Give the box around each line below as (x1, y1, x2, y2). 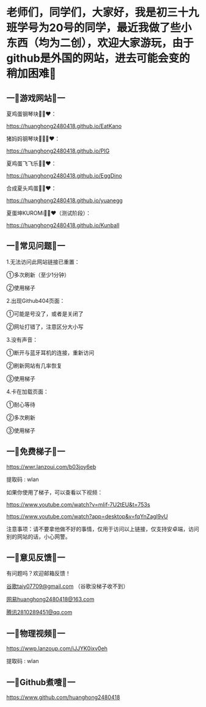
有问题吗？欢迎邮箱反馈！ (6, 570, 71, 577)
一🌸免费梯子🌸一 (6, 446, 65, 457)
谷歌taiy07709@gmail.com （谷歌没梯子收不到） (6, 582, 129, 590)
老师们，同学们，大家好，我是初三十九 (6, 5, 200, 20)
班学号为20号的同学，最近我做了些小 (6, 21, 192, 35)
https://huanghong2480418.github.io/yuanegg (6, 197, 123, 204)
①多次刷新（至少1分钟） (6, 271, 70, 278)
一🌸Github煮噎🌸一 (6, 677, 76, 687)
